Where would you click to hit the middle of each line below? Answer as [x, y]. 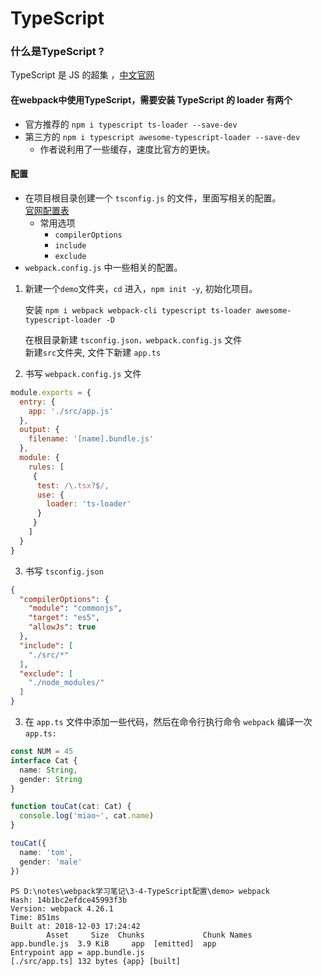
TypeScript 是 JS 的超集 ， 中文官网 [82, 75]
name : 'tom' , [46, 852]
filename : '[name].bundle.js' [91, 439]
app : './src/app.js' [71, 411]
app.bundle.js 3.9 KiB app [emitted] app [113, 943]
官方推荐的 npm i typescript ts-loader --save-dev [131, 124]
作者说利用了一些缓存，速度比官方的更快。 [127, 149]
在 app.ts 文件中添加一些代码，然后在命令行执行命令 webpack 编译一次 [168, 722]
